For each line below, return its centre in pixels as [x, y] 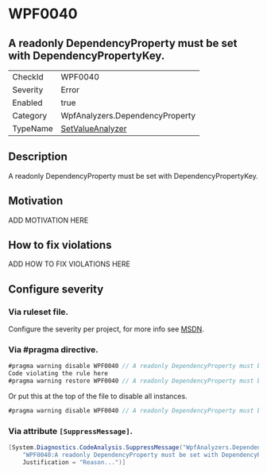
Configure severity [56, 289]
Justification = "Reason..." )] [74, 462]
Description [38, 157]
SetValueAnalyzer [94, 128]
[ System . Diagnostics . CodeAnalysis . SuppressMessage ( [95, 448]
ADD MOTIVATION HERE [48, 220]
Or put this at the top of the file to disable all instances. [98, 396]
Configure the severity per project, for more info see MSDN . [106, 329]
